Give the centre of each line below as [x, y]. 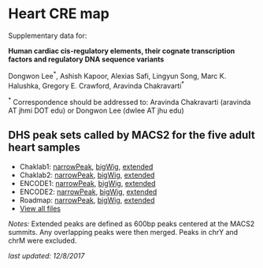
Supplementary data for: [48, 35]
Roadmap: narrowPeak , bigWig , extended [87, 200]
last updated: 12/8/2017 [46, 255]
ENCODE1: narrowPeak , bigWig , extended [87, 183]
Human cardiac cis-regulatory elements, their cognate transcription [122, 50]
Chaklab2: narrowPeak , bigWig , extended [87, 175]
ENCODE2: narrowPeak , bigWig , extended [88, 192]
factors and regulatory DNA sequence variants [86, 59]
